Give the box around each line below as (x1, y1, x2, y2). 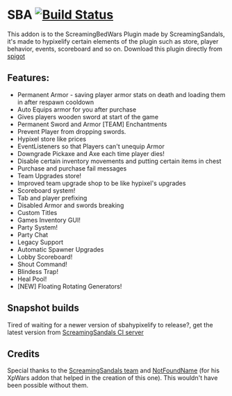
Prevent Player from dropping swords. (17, 127, 126, 135)
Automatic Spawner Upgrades (17, 245, 104, 253)
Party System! (17, 223, 58, 232)
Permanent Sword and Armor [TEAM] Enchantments (17, 120, 167, 128)
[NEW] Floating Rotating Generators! (17, 282, 122, 291)
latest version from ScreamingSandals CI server (7, 328, 144, 336)
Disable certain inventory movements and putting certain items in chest (17, 157, 222, 165)
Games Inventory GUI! (17, 216, 81, 224)
